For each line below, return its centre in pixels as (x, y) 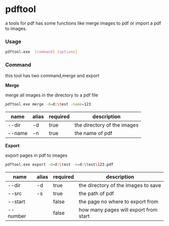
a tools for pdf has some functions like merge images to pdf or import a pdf (83, 23)
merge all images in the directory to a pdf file (52, 95)
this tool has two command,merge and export (52, 76)
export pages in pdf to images (36, 155)
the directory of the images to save (120, 185)
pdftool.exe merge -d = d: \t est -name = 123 (48, 104)
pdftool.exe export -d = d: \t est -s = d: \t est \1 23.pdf (59, 165)
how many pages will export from (118, 210)
